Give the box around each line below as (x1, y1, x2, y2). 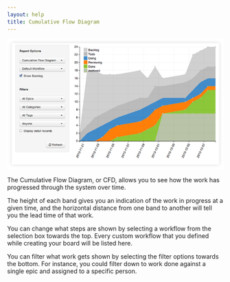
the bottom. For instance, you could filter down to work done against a (7, 259, 206, 268)
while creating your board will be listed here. (7, 239, 133, 247)
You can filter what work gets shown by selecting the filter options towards (7, 252, 219, 261)
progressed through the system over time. (7, 183, 126, 191)
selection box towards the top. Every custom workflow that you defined (7, 231, 209, 240)
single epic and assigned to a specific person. (7, 267, 137, 275)
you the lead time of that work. (7, 210, 94, 219)
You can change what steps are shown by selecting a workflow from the (7, 224, 211, 232)
